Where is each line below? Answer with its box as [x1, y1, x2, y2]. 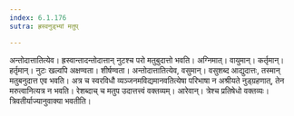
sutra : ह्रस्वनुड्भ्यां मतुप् [9, 22, 79, 31]
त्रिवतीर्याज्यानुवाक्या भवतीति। [9, 95, 93, 106]
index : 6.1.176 [9, 13, 67, 23]
